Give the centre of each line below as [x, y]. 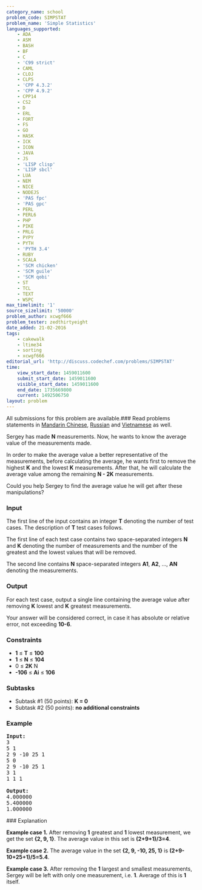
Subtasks [21, 688]
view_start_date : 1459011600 [54, 373]
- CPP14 [27, 96]
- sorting [30, 350]
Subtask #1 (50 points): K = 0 [52, 701]
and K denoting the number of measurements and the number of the [92, 546]
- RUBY [25, 255]
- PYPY [25, 237]
